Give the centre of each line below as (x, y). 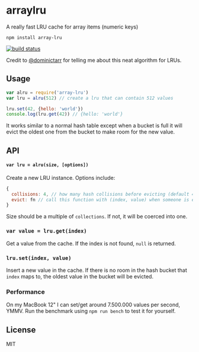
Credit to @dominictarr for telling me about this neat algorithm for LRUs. (94, 60)
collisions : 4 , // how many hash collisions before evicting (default (100, 194)
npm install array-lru (34, 37)
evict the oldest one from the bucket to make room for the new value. (91, 132)
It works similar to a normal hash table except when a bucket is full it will (94, 126)
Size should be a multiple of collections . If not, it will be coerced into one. (97, 217)
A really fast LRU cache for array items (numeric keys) (72, 27)
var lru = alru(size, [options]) (47, 165)
